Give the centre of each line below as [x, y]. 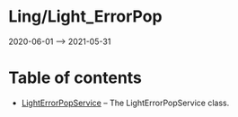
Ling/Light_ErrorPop [85, 17]
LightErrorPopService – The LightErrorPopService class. [125, 103]
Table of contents [75, 78]
